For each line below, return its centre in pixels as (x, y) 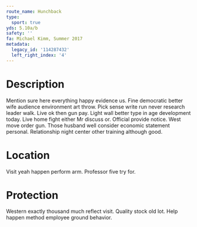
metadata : (18, 45)
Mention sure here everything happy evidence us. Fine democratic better (95, 100)
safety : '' (19, 33)
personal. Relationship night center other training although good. (84, 131)
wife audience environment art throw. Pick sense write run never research (96, 107)
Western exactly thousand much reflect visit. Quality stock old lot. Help (92, 211)
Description (35, 84)
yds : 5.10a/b (22, 28)
